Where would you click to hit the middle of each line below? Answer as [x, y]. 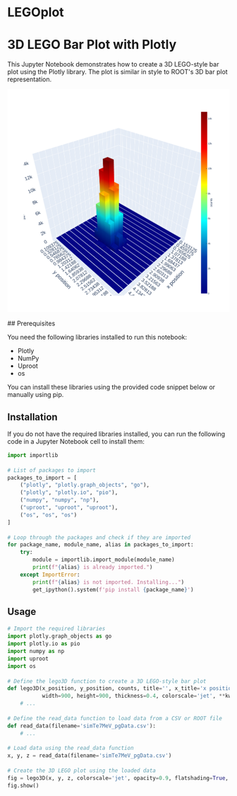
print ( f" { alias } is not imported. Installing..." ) [109, 582]
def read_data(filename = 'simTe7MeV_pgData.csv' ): [82, 726]
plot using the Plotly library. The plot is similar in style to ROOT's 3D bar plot [117, 72]
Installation [32, 417]
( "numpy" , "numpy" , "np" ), [60, 500]
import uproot [28, 659]
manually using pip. [36, 395]
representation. [29, 79]
